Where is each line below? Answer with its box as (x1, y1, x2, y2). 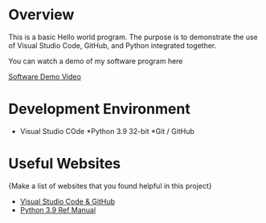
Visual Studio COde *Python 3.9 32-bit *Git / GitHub (19, 126, 194, 136)
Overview (8, 6, 75, 24)
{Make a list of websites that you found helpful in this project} (8, 180, 212, 190)
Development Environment (8, 100, 190, 118)
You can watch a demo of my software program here (8, 56, 183, 66)
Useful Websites (8, 155, 121, 173)
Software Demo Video (8, 71, 82, 81)
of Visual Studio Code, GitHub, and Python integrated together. (8, 40, 217, 50)
